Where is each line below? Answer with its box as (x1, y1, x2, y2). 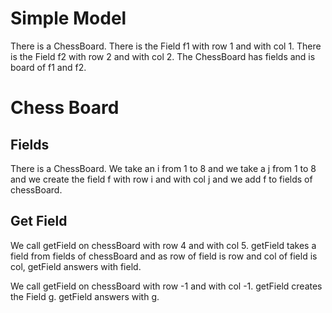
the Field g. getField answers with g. (10, 290, 160, 302)
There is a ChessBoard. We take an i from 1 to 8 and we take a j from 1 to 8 (10, 162, 317, 174)
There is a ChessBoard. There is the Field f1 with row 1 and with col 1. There (10, 40, 322, 52)
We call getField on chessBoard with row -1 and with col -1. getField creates (10, 280, 323, 292)
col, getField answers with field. (10, 260, 142, 272)
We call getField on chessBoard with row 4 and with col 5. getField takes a (10, 239, 317, 251)
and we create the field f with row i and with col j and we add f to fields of (10, 173, 313, 185)
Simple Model (10, 7, 127, 30)
